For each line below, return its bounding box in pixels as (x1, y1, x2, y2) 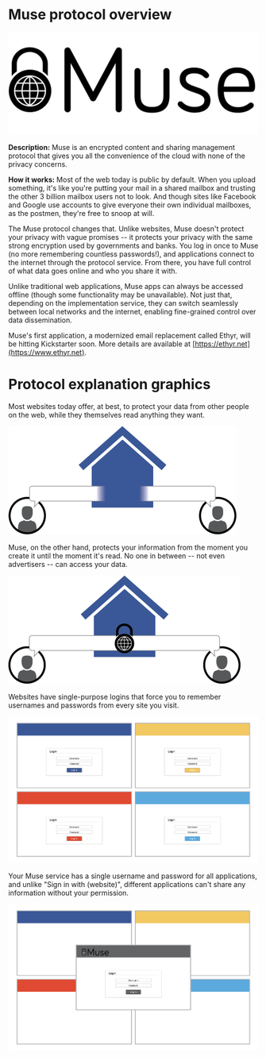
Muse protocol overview (8, 6, 172, 24)
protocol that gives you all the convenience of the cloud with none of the (8, 151, 246, 160)
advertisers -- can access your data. (8, 559, 129, 569)
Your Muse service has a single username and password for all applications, (8, 871, 258, 881)
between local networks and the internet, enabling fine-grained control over (8, 307, 256, 316)
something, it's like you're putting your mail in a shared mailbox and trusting (8, 183, 256, 192)
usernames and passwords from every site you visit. (8, 700, 179, 710)
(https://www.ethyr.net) (8, 347, 85, 357)
